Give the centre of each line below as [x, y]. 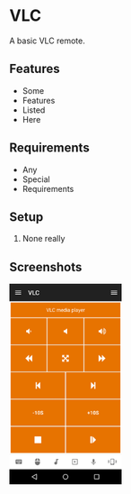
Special [36, 179]
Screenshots [46, 267]
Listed [34, 110]
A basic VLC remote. [47, 41]
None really [44, 239]
